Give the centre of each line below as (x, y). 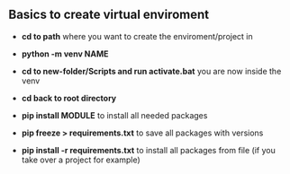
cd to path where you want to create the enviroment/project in (137, 36)
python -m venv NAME (65, 54)
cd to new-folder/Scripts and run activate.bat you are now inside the (151, 71)
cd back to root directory (69, 98)
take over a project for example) (81, 160)
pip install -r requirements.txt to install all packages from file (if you (148, 150)
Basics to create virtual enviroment (109, 15)
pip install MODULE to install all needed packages (114, 115)
